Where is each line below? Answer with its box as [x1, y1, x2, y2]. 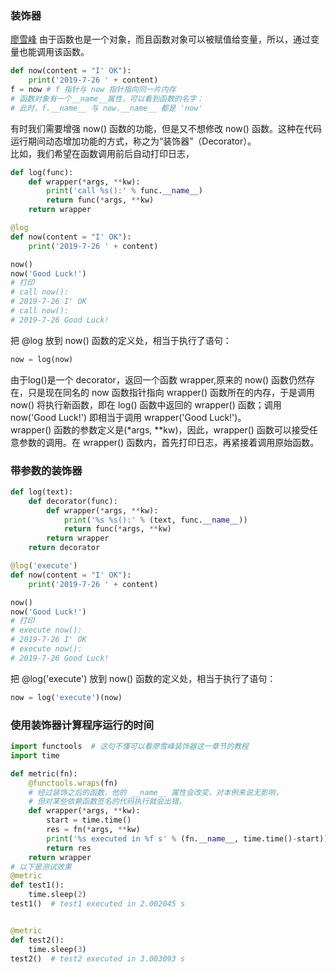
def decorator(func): [28, 496, 118, 506]
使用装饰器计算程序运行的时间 [10, 718, 155, 732]
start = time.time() [46, 815, 132, 826]
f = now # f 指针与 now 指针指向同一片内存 [10, 85, 177, 95]
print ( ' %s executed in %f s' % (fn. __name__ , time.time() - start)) [46, 833, 329, 844]
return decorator [28, 543, 101, 553]
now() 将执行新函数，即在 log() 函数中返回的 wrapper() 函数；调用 [10, 398, 282, 411]
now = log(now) [10, 354, 74, 364]
